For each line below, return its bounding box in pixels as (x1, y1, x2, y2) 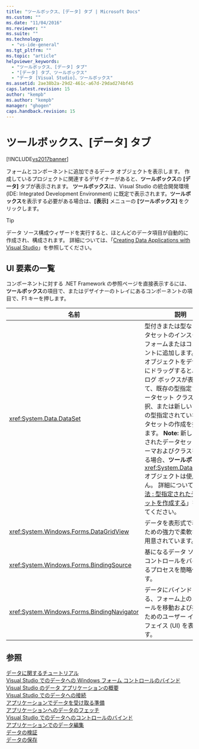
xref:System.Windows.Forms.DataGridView (9, 527, 129, 536)
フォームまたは (144, 340, 187, 348)
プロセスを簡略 (150, 566, 192, 574)
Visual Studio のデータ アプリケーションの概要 (6, 684, 119, 691)
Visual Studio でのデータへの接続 (6, 691, 87, 698)
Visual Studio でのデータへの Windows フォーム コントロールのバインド (6, 676, 181, 684)
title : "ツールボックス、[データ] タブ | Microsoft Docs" (6, 8, 140, 15)
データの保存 (6, 736, 37, 743)
